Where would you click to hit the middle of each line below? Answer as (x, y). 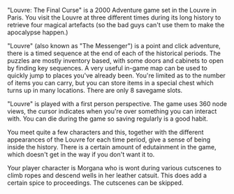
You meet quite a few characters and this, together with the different (105, 132)
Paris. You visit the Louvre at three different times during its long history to (114, 17)
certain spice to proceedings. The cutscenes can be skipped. (95, 183)
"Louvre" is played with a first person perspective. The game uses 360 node (117, 104)
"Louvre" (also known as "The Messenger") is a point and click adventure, (114, 46)
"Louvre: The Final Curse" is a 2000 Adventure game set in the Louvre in (112, 10)
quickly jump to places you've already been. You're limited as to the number (116, 75)
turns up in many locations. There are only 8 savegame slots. (95, 90)
